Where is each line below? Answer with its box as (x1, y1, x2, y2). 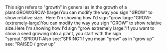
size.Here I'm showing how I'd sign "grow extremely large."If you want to (5, 25, 155, 31)
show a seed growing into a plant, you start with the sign (5, 31, 121, 36)
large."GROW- (122, 15, 152, 20)
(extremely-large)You (5, 20, 49, 26)
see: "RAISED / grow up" (5, 41, 56, 47)
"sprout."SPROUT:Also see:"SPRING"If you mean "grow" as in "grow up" (5, 36, 155, 42)
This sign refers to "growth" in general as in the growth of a (5, 4, 127, 10)
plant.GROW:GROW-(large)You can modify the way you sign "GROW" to (5, 9, 153, 15)
